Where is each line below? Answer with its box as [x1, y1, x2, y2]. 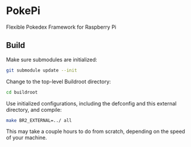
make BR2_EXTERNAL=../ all [6, 117, 72, 124]
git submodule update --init [6, 67, 77, 73]
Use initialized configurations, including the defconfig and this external [6, 100, 177, 107]
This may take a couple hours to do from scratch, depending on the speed [6, 128, 186, 135]
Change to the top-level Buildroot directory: [6, 78, 111, 85]
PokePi [6, 4, 41, 18]
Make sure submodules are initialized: [6, 56, 98, 63]
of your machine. [6, 134, 47, 141]
